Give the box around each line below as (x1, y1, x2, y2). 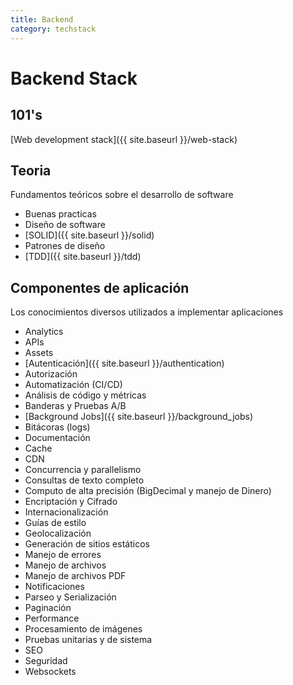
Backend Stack (10, 67, 138, 90)
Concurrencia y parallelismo (24, 464, 142, 476)
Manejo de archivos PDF (24, 570, 127, 582)
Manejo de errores (24, 549, 102, 561)
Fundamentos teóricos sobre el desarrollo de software (10, 189, 234, 201)
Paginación (24, 602, 72, 614)
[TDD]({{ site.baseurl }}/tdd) (24, 251, 142, 263)
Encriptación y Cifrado (24, 496, 118, 508)
